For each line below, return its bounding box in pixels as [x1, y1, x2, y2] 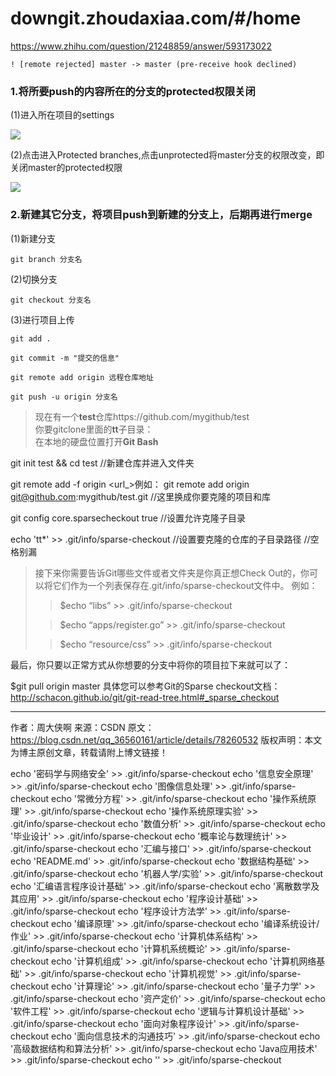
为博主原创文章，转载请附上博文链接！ [10, 746, 168, 758]
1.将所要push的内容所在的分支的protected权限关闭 [10, 84, 256, 98]
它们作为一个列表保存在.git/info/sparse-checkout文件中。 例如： [52, 579, 318, 591]
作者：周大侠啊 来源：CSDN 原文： [10, 721, 155, 733]
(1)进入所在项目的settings [10, 109, 115, 121]
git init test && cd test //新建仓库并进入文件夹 [10, 457, 195, 469]
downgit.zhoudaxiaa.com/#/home [10, 7, 302, 30]
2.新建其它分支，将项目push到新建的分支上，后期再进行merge [10, 208, 313, 222]
